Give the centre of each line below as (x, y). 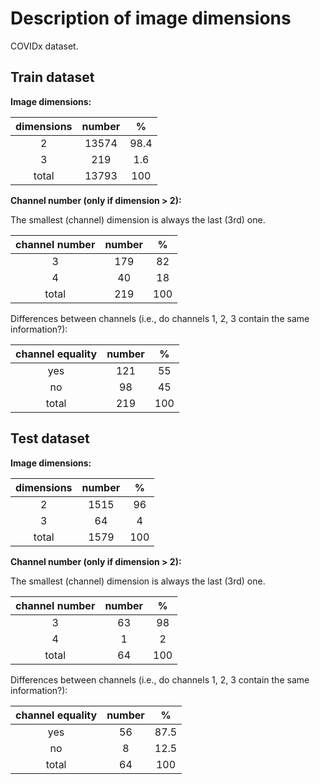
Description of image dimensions (151, 18)
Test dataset (50, 438)
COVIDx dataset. (44, 46)
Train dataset (52, 77)
